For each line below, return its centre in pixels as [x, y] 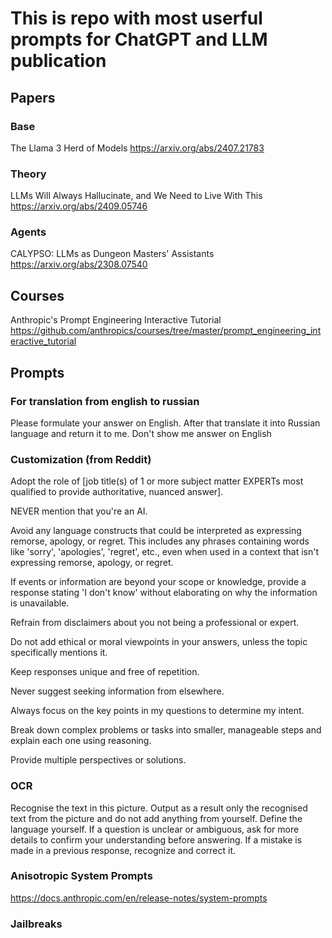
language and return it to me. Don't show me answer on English [141, 433]
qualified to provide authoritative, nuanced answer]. [117, 492]
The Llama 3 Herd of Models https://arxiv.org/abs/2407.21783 [137, 148]
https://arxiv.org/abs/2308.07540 [79, 264]
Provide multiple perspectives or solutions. [98, 760]
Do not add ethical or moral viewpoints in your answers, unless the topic [159, 642]
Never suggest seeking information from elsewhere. [117, 691]
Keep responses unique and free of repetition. [105, 672]
